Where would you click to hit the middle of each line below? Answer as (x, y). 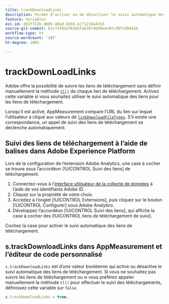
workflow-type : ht (24, 33)
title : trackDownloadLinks (33, 10)
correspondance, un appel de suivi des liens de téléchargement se (74, 122)
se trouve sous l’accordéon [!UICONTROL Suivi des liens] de (68, 168)
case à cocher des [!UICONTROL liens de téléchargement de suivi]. (82, 216)
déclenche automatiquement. (36, 127)
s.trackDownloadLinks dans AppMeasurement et (84, 246)
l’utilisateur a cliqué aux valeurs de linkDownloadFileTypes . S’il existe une (81, 117)
